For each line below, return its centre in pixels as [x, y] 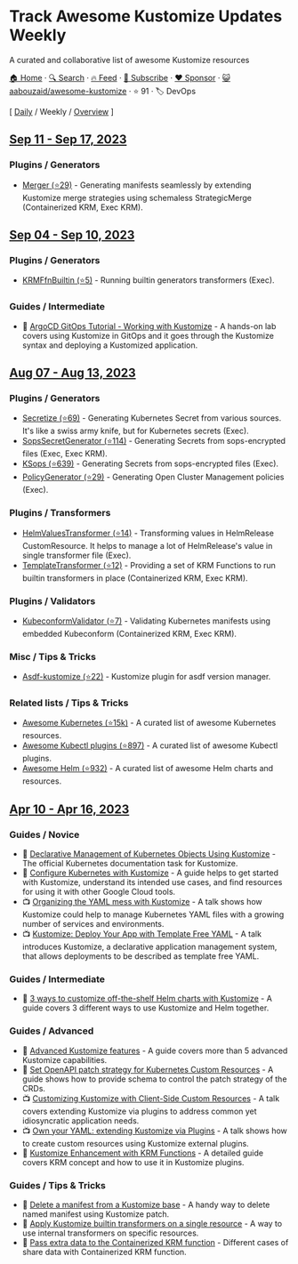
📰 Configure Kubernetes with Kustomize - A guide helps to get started [150, 873]
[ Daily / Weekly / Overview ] [61, 111]
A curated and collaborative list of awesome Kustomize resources [129, 60]
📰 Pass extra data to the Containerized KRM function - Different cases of [155, 1243]
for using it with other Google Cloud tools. [99, 892]
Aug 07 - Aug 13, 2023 [72, 373]
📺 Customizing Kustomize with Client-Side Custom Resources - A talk [151, 1098]
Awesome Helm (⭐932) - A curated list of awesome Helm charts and [148, 769]
